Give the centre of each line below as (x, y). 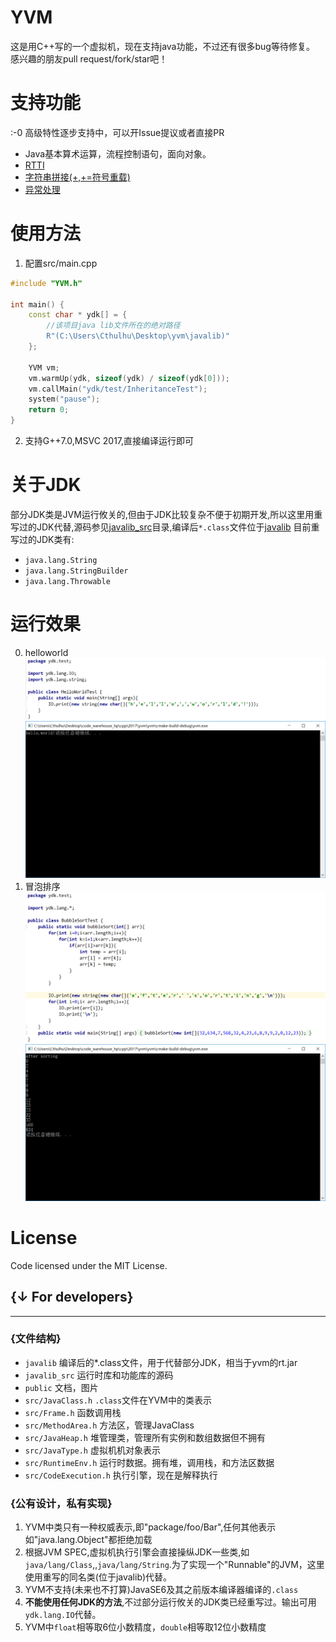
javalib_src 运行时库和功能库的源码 (99, 1375)
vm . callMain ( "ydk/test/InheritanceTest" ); (118, 389)
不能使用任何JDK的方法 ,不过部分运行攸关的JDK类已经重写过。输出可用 (170, 1602)
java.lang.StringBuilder (76, 571)
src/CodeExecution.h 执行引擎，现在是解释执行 (121, 1475)
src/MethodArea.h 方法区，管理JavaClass (109, 1425)
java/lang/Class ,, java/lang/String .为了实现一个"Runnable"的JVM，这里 (174, 1565)
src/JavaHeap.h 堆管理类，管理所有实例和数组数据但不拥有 (145, 1437)
